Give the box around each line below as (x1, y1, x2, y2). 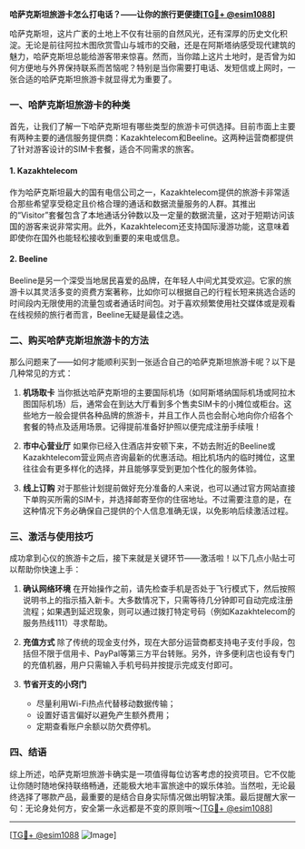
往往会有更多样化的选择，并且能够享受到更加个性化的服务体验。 (22, 463, 261, 474)
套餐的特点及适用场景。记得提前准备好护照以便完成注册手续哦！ (22, 421, 261, 431)
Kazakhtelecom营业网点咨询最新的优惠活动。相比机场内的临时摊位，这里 (22, 452, 296, 462)
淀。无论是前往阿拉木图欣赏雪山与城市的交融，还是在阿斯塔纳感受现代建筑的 (9, 40, 296, 50)
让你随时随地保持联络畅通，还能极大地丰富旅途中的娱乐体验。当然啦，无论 (9, 780, 288, 791)
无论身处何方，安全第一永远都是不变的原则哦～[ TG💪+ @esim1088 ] (25, 803, 273, 814)
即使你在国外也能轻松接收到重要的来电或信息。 (9, 232, 184, 243)
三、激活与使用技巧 (9, 530, 93, 542)
